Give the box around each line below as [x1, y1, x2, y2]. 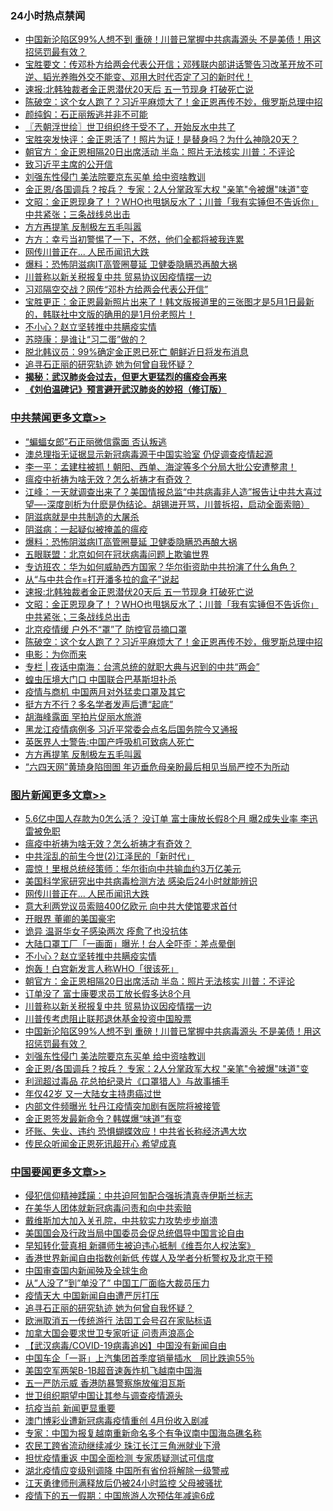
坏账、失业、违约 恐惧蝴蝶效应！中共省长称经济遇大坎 [24, 1125, 247, 1137]
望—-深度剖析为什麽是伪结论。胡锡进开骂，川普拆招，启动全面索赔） [24, 498, 310, 510]
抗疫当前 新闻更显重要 [24, 1402, 116, 1414]
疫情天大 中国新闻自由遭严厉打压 [24, 1290, 160, 1302]
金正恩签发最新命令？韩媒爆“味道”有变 [24, 1112, 183, 1124]
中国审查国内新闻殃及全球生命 [24, 1265, 148, 1277]
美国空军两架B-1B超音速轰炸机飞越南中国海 [24, 1365, 203, 1377]
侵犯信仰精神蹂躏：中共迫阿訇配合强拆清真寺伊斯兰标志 [24, 1190, 253, 1202]
